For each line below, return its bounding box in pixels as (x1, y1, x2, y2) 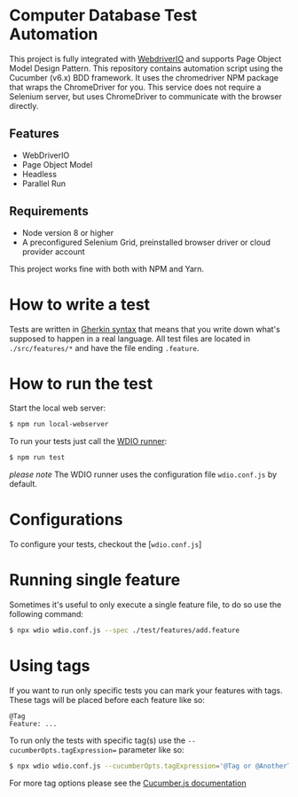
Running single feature (9, 570, 181, 590)
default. (9, 479, 38, 489)
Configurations (9, 510, 123, 530)
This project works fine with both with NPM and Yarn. (9, 263, 205, 274)
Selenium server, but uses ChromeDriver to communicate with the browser (9, 90, 282, 102)
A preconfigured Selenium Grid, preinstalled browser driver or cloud (21, 237, 271, 247)
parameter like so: (118, 744, 184, 754)
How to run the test (9, 373, 153, 394)
